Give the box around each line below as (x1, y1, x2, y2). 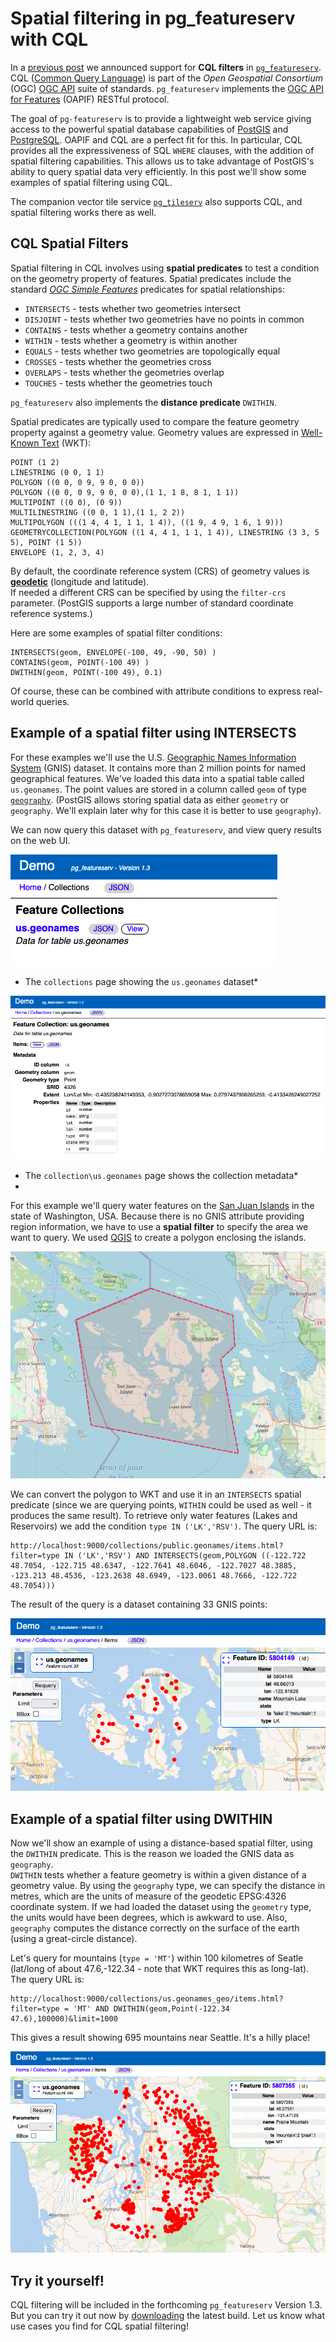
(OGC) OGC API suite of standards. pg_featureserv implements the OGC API (10, 82, 324, 94)
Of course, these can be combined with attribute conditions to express (10, 685, 302, 697)
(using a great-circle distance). (10, 1933, 138, 1945)
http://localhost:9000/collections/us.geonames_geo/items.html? (10, 1994, 284, 2004)
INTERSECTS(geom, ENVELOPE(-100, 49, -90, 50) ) (10, 647, 217, 657)
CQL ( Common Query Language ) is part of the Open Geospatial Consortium (10, 72, 323, 84)
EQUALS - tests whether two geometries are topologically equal (24, 345, 281, 357)
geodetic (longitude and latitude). (10, 575, 150, 587)
